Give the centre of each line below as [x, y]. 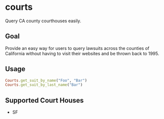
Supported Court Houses [44, 100]
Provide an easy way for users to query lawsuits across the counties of [77, 48]
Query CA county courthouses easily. [43, 21]
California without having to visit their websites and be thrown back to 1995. [82, 53]
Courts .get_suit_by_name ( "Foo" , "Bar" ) [46, 80]
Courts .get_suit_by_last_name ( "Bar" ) [44, 85]
